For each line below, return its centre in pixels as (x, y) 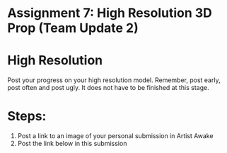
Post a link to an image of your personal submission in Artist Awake (115, 136)
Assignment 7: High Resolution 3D (110, 13)
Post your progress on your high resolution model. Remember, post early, (114, 80)
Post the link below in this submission (72, 144)
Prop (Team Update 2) (73, 28)
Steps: (27, 117)
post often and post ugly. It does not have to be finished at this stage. (109, 88)
